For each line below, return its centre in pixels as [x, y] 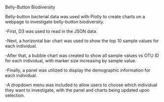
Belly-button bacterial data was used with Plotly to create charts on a [75, 16]
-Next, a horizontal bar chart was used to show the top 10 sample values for [82, 41]
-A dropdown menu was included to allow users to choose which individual [81, 85]
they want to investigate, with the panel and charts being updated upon [77, 90]
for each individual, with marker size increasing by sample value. [71, 61]
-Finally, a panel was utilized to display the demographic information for [78, 70]
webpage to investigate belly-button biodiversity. [55, 22]
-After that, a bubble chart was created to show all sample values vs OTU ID [82, 55]
